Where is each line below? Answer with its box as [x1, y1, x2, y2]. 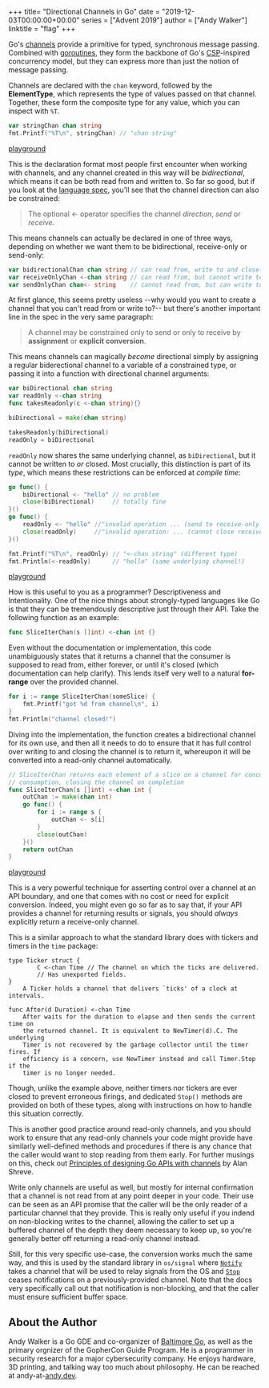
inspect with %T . [8, 106, 60, 116]
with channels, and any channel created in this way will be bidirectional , [8, 168, 246, 178]
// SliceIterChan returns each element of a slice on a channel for [8, 770, 242, 778]
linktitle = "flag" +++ [8, 24, 76, 33]
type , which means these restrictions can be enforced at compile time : [8, 467, 242, 477]
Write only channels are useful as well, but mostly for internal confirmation [8, 1182, 254, 1192]
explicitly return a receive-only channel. [8, 917, 139, 927]
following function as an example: [8, 613, 120, 623]
